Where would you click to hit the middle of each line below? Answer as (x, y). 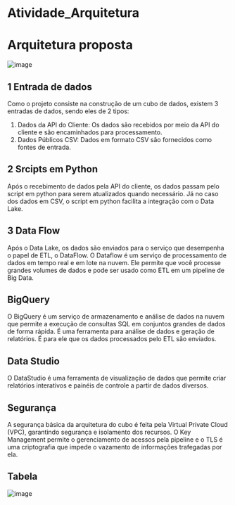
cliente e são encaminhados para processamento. (90, 132)
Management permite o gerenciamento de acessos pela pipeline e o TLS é (115, 440)
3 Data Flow (34, 231)
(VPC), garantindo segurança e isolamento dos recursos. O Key (99, 432)
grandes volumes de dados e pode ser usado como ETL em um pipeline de (116, 270)
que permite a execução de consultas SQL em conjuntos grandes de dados (116, 324)
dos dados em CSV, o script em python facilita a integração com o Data (111, 201)
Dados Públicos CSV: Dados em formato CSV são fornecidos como (115, 139)
